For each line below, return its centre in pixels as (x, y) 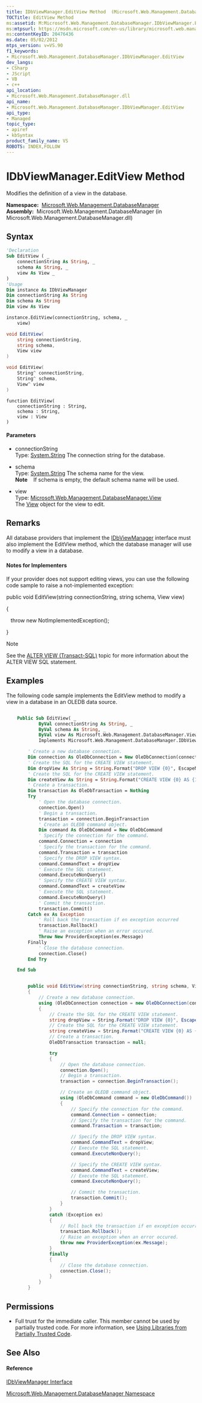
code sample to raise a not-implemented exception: (70, 586)
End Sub (26, 970)
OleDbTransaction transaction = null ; (98, 1043)
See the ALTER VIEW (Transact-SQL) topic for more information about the (97, 656)
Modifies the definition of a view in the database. (67, 193)
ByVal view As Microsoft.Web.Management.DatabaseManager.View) (119, 735)
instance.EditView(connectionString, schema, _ (67, 318)
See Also (23, 1353)
